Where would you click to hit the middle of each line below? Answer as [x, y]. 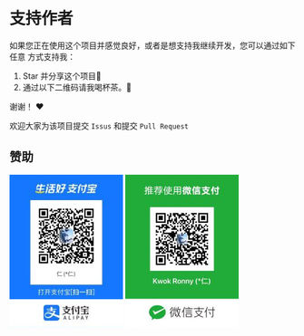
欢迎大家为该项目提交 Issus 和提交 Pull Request [99, 125]
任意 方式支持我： [42, 56]
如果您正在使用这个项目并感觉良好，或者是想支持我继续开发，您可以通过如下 [152, 45]
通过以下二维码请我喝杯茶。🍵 [77, 87]
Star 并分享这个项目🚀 [62, 76]
